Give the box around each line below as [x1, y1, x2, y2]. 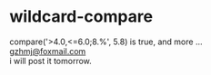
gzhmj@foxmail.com [9, 45, 86, 56]
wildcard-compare [9, 6, 153, 27]
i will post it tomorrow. [9, 55, 93, 66]
